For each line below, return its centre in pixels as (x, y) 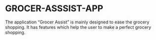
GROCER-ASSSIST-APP (54, 9)
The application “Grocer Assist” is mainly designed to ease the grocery (77, 22)
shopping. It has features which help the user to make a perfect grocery (78, 27)
